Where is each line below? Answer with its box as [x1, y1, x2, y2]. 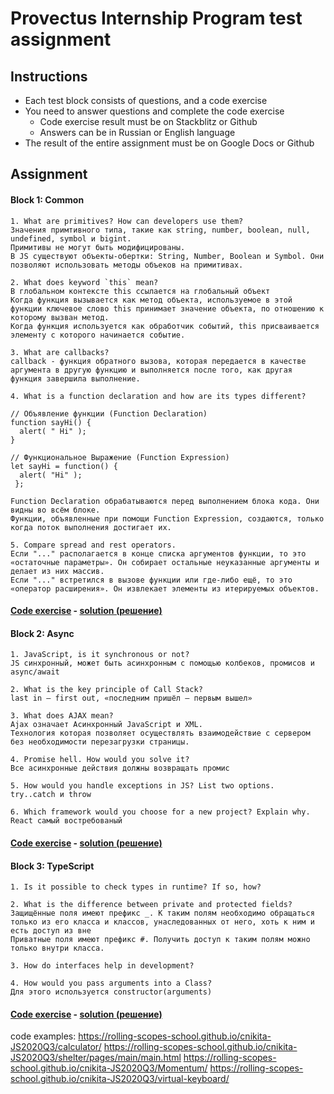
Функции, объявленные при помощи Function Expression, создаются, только [10, 513, 325, 524]
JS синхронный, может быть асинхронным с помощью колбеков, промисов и [10, 658, 315, 669]
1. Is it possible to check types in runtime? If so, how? [10, 882, 262, 892]
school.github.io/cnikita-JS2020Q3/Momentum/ [10, 1062, 208, 1074]
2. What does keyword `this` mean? [10, 277, 159, 287]
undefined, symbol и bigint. [10, 233, 132, 244]
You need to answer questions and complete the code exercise [24, 105, 285, 117]
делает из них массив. [10, 566, 105, 576]
